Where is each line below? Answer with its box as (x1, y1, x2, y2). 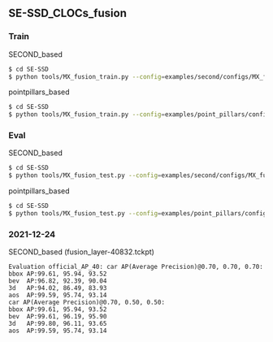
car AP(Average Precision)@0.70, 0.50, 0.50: (8, 298, 165, 307)
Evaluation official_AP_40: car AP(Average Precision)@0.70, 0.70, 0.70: (8, 263, 264, 271)
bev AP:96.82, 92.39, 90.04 (8, 277, 107, 285)
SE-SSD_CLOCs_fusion (8, 6, 128, 20)
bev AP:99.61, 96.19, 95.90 (8, 313, 107, 321)
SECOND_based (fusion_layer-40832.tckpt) (8, 247, 154, 257)
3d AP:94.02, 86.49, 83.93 (8, 284, 107, 292)
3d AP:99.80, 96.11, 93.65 (8, 320, 107, 328)
